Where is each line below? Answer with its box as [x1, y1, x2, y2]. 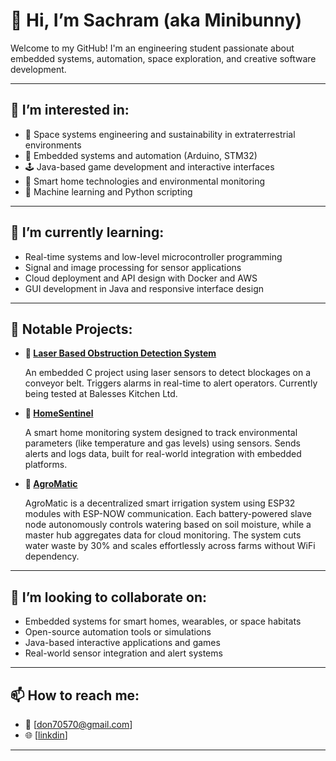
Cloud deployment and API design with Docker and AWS [24, 272, 258, 284]
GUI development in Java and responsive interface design [24, 282, 264, 294]
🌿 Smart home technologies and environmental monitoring [24, 175, 266, 187]
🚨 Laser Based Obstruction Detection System [24, 347, 217, 359]
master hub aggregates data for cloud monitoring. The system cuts [24, 529, 302, 541]
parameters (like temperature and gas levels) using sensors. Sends [24, 437, 301, 449]
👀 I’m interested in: [10, 102, 130, 119]
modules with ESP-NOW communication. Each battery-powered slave [24, 508, 312, 520]
